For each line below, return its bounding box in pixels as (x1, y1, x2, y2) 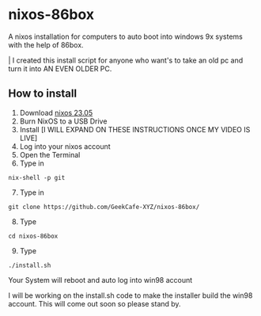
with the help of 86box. (8, 40, 85, 49)
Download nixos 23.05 (19, 108, 93, 117)
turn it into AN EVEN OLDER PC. (8, 63, 112, 73)
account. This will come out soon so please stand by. (8, 299, 181, 308)
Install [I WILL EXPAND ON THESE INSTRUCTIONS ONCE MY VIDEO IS (19, 124, 251, 134)
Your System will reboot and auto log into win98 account (8, 275, 193, 284)
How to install (8, 87, 78, 101)
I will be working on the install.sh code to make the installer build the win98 (8, 291, 253, 300)
